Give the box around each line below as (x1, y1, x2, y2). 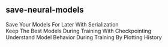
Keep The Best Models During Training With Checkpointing (5, 27, 151, 34)
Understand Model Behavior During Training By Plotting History (5, 33, 163, 41)
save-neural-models (5, 5, 85, 15)
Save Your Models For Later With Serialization (5, 20, 119, 28)
